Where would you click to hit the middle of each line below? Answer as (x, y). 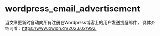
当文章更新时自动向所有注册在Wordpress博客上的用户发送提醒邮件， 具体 (78, 22)
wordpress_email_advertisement (73, 9)
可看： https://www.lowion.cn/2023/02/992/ (53, 28)
